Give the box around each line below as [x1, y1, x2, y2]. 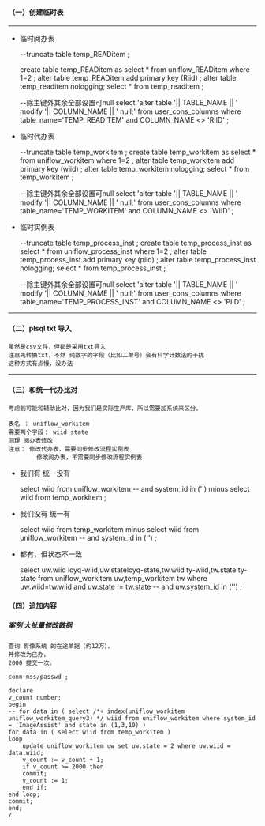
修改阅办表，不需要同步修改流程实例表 [36, 453, 143, 462]
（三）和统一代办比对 [8, 385, 77, 394]
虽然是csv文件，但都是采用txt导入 [8, 343, 106, 351]
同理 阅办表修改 [8, 436, 54, 444]
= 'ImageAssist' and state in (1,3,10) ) [8, 722, 147, 730]
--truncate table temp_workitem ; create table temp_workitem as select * [19, 147, 256, 157]
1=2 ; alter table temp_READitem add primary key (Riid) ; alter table [19, 74, 237, 83]
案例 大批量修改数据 [8, 620, 73, 630]
